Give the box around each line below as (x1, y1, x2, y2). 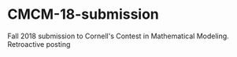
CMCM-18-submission (7, 5, 159, 23)
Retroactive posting (7, 39, 71, 48)
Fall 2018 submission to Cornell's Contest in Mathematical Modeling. (7, 31, 229, 41)
